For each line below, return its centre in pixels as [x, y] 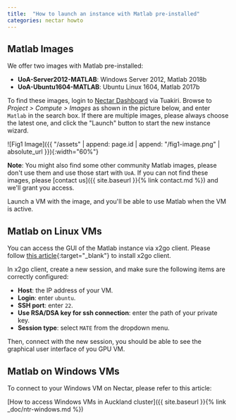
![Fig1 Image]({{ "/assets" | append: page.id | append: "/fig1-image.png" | [114, 144]
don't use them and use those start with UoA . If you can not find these [108, 173]
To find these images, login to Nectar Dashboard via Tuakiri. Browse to [110, 101]
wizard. [18, 130]
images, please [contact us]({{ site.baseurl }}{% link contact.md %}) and [113, 180]
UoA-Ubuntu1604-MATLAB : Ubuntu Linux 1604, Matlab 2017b [108, 87]
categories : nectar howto [45, 20]
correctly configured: [38, 277]
